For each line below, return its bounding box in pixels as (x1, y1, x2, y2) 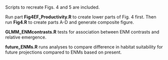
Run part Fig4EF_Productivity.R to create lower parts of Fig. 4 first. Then (5, 14, 156, 19)
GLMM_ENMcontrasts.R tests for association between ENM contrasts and (5, 29, 159, 34)
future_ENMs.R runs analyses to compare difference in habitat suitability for (5, 44, 163, 49)
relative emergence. (5, 34, 47, 40)
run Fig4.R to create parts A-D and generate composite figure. (5, 19, 134, 25)
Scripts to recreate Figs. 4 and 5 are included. (5, 4, 100, 10)
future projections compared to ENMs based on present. (5, 49, 122, 55)
